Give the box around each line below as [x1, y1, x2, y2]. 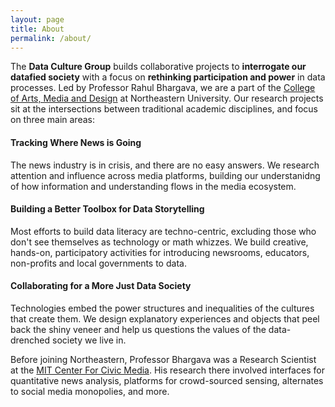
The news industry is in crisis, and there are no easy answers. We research [10, 159, 320, 171]
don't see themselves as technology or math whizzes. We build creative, [10, 236, 309, 248]
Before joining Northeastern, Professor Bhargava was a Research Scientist [10, 353, 317, 365]
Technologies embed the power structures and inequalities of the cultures [10, 302, 315, 314]
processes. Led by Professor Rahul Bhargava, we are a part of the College [10, 82, 316, 94]
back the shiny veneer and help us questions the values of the [10, 323, 267, 335]
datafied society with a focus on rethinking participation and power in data [10, 71, 326, 83]
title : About [10, 24, 65, 34]
